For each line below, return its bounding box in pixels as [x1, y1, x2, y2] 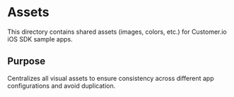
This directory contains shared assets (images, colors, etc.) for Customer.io [7, 27, 228, 36]
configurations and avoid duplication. [7, 82, 116, 90]
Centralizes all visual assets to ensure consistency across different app [7, 74, 214, 82]
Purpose [7, 56, 46, 67]
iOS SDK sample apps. [7, 34, 73, 43]
